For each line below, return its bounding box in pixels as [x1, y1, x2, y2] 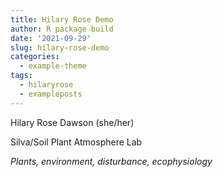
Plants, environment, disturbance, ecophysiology [10, 155, 213, 167]
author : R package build [10, 24, 114, 34]
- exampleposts [19, 89, 83, 99]
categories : [10, 52, 60, 62]
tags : [10, 71, 33, 81]
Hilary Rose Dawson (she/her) [10, 116, 135, 128]
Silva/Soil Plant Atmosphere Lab [10, 136, 143, 148]
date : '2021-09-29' [10, 33, 92, 43]
